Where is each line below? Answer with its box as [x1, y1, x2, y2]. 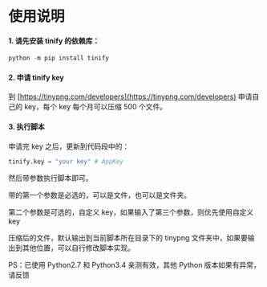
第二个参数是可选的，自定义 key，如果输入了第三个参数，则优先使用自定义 [8, 207, 254, 217]
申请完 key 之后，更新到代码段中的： [8, 141, 130, 151]
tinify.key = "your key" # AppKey [8, 158, 124, 166]
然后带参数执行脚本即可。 [8, 173, 93, 182]
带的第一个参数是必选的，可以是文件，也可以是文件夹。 [8, 190, 191, 199]
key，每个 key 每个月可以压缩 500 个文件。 [23, 102, 167, 112]
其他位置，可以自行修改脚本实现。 [22, 243, 135, 252]
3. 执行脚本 [8, 122, 46, 132]
